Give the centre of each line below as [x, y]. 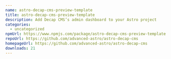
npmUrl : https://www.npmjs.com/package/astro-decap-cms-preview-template [86, 34]
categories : [18, 24]
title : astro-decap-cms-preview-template [50, 15]
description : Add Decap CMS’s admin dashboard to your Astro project [81, 19]
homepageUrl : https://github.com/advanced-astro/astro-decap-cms [76, 44]
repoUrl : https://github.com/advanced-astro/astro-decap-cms [72, 39]
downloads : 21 [20, 48]
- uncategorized [27, 29]
